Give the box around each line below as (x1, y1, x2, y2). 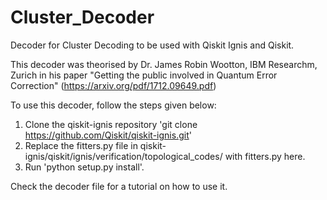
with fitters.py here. (224, 150, 306, 162)
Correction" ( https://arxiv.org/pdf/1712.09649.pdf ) (10, 79, 217, 91)
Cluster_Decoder (10, 6, 155, 29)
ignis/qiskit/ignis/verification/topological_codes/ (24, 150, 223, 162)
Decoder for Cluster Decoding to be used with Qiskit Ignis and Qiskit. (10, 39, 295, 51)
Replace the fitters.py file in (24, 139, 138, 151)
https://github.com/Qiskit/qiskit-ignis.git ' (24, 129, 192, 141)
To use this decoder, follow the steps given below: (10, 99, 217, 111)
